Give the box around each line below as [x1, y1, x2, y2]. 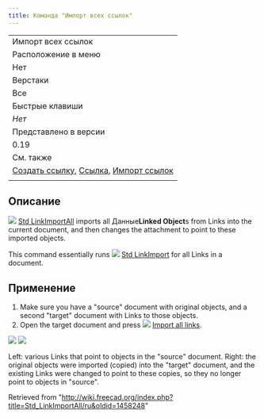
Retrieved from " [8, 393, 62, 402]
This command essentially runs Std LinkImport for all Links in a [8, 250, 223, 259]
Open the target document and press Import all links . [19, 320, 202, 330]
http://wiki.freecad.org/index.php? [61, 393, 174, 402]
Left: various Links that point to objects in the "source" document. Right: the [8, 352, 256, 362]
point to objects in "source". [8, 378, 99, 387]
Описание [8, 195, 61, 209]
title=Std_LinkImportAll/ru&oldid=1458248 [8, 401, 145, 411]
